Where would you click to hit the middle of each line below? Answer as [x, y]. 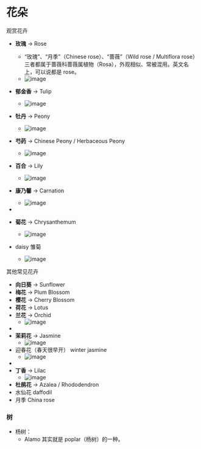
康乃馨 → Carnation [40, 191]
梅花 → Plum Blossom [42, 292]
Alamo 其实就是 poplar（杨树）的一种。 [74, 439]
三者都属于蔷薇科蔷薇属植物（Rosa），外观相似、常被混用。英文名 [107, 64]
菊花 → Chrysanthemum [45, 222]
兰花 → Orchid [33, 315]
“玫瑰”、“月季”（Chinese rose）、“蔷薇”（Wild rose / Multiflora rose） [111, 56]
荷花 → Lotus [32, 307]
